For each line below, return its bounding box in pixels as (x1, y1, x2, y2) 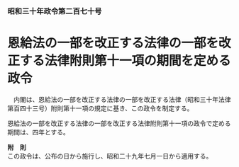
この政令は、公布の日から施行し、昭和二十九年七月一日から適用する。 (7, 151, 213, 160)
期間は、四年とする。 (7, 127, 70, 136)
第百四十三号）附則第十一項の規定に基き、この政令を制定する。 (7, 104, 194, 113)
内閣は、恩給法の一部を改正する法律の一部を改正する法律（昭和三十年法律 (13, 95, 231, 103)
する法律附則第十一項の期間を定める (20, 53, 232, 69)
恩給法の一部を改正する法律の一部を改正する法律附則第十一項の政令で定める (7, 119, 231, 127)
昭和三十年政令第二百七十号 (7, 6, 102, 16)
